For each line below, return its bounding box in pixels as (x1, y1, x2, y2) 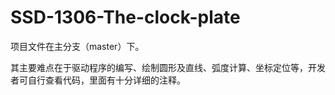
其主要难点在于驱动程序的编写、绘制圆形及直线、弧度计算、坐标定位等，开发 (10, 61, 326, 73)
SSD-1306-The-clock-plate (10, 6, 241, 29)
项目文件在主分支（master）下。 (10, 40, 145, 52)
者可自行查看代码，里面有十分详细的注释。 (10, 74, 186, 86)
